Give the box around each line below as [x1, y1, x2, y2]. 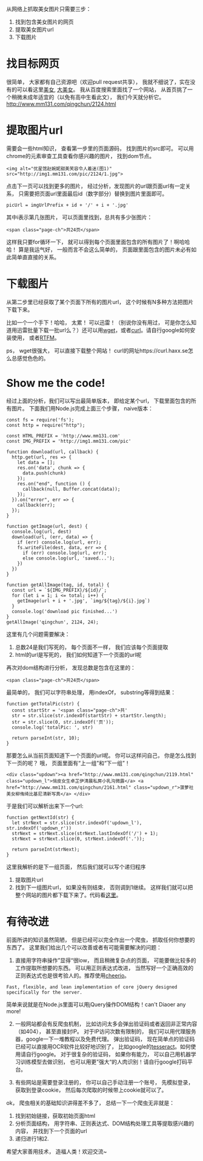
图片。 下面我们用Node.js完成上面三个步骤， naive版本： [11, 404, 153, 412]
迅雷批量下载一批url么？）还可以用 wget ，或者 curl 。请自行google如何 [16, 326, 190, 333]
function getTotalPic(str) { [6, 701, 80, 707]
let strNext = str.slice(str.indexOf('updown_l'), [12, 820, 142, 826]
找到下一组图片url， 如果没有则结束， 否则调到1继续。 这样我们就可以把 [15, 884, 193, 891]
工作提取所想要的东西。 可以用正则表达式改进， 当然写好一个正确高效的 [15, 964, 194, 971]
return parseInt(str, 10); [12, 735, 80, 741]
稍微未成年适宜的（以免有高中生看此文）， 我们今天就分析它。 [11, 93, 165, 100]
